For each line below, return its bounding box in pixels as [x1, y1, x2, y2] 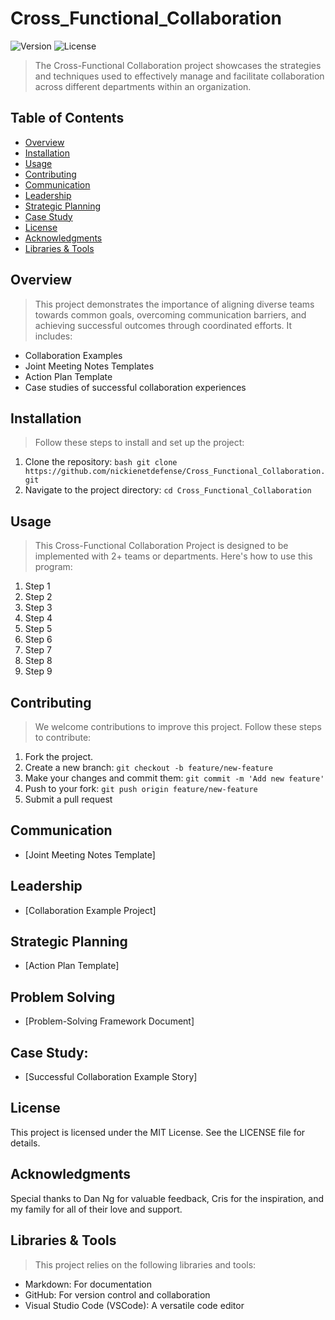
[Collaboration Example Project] [24, 904, 157, 916]
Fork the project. [24, 751, 94, 762]
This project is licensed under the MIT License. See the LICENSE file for [10, 1126, 306, 1138]
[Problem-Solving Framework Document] [24, 1015, 195, 1027]
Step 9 [24, 665, 53, 677]
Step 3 [24, 602, 53, 614]
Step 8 [24, 655, 53, 667]
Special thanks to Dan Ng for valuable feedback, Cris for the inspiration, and [10, 1192, 324, 1204]
